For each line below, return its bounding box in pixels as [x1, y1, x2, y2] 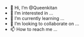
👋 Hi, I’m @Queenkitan [10, 5, 58, 10]
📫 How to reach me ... [10, 26, 58, 32]
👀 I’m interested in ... [10, 10, 53, 16]
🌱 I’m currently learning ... [10, 15, 65, 21]
